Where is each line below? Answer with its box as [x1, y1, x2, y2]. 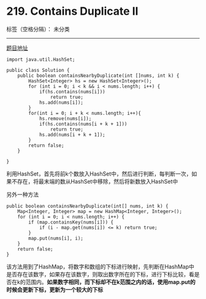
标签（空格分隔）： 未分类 [6, 25, 70, 33]
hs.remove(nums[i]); [39, 115, 92, 122]
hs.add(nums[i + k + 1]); [39, 131, 105, 138]
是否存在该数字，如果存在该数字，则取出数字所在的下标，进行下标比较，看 [6, 270, 194, 278]
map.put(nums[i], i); [28, 235, 84, 241]
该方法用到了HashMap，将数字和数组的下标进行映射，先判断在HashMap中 [6, 263, 195, 270]
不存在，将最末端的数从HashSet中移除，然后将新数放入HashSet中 [11, 177, 178, 185]
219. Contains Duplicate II [6, 4, 139, 18]
